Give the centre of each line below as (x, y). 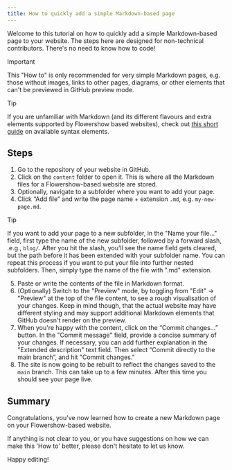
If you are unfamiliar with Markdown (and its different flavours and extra (109, 116)
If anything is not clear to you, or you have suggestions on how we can (108, 439)
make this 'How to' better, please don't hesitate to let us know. (96, 446)
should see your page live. (55, 379)
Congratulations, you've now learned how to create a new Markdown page (114, 418)
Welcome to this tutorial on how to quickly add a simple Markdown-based (112, 33)
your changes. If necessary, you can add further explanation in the (112, 342)
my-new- (206, 200)
